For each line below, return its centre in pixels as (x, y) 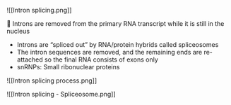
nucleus (18, 31)
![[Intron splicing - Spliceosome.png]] (61, 94)
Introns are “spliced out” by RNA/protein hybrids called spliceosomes (118, 44)
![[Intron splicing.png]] (39, 10)
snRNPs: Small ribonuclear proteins (68, 67)
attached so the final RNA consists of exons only (87, 59)
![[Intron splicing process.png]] (52, 80)
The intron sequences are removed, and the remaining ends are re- (115, 52)
